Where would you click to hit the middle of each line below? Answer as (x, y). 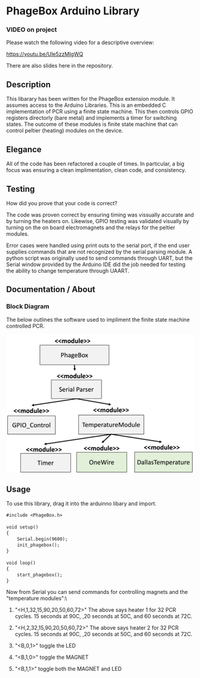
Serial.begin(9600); (42, 539)
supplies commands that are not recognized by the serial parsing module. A (99, 251)
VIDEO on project (32, 30)
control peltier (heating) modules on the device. (65, 131)
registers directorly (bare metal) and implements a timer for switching (92, 118)
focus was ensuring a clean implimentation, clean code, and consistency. (96, 170)
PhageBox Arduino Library (73, 11)
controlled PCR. (25, 326)
